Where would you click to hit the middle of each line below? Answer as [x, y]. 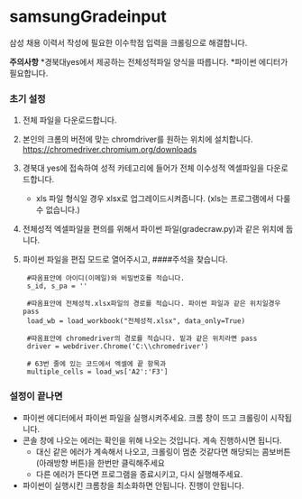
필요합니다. [29, 73]
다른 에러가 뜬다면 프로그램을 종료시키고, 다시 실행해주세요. [139, 474]
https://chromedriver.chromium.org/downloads [110, 150]
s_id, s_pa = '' [57, 286]
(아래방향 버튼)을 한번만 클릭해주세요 [100, 463]
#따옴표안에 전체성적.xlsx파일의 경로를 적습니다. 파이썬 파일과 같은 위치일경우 [154, 304]
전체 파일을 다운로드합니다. [69, 120]
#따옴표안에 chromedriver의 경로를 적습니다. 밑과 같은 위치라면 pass [142, 339]
